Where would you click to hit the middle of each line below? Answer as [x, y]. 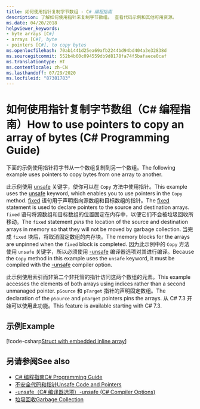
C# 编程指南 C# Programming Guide [59, 377]
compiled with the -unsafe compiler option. [59, 265]
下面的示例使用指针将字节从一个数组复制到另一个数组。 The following [91, 168]
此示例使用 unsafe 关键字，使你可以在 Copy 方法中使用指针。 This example [97, 187]
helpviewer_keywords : [33, 28]
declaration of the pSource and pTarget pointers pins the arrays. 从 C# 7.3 [96, 299]
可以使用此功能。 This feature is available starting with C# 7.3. [87, 306]
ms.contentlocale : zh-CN [37, 67]
